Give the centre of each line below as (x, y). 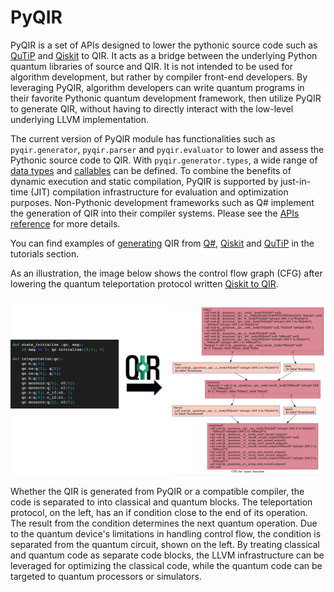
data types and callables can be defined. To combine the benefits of (151, 170)
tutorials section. (45, 253)
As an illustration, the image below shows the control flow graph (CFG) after (166, 273)
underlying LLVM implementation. (80, 119)
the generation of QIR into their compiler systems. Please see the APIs (155, 213)
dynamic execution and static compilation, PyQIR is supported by (144, 181)
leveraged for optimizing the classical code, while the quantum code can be (166, 565)
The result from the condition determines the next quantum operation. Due (164, 523)
